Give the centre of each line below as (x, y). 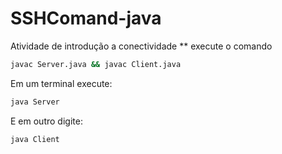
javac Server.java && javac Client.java (96, 64)
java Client (35, 139)
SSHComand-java (86, 18)
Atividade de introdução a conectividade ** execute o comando (141, 46)
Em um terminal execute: (61, 83)
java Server (35, 102)
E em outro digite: (46, 121)
